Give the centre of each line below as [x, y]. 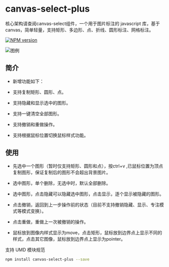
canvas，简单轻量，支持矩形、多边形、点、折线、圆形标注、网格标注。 [79, 30]
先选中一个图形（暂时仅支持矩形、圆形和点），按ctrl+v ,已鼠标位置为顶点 [88, 166]
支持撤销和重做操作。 [35, 124]
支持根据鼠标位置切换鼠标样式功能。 [50, 135]
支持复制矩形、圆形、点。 [39, 92]
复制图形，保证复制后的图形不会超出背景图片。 [61, 172]
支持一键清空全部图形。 [37, 113]
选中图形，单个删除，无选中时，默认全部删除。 [61, 183]
